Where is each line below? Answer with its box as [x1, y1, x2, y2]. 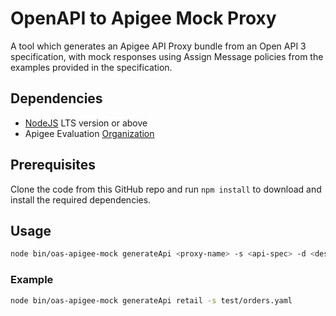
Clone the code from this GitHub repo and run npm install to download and [10, 183, 322, 195]
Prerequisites [10, 157, 96, 174]
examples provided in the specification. [10, 61, 173, 73]
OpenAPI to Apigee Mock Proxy [10, 7, 277, 30]
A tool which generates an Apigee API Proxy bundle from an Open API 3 [10, 40, 307, 52]
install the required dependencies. [10, 193, 152, 206]
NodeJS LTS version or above [24, 117, 148, 129]
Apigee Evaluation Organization [24, 127, 155, 139]
